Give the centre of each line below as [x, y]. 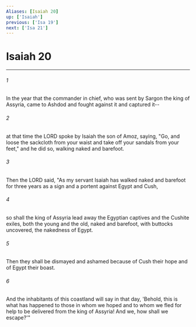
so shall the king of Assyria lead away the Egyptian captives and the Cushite [98, 218]
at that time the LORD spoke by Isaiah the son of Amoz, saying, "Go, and [93, 136]
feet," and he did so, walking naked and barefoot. [65, 148]
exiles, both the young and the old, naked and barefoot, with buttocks [90, 224]
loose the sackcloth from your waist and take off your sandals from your [93, 142]
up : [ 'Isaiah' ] [24, 17]
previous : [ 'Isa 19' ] [32, 22]
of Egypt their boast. [31, 268]
